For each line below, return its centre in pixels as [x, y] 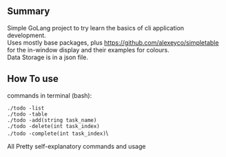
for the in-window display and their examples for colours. [89, 50]
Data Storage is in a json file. [48, 57]
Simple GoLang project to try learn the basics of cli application [96, 28]
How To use [33, 79]
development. [27, 35]
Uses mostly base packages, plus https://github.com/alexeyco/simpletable [113, 42]
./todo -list [26, 108]
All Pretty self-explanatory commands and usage [76, 146]
